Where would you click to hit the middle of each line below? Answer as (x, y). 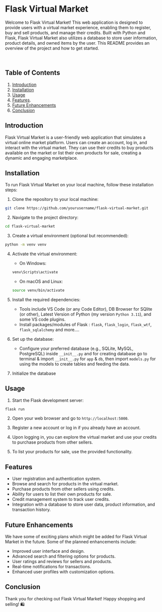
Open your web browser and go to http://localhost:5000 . (70, 418)
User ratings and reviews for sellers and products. (62, 562)
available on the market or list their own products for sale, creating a (73, 153)
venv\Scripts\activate (35, 272)
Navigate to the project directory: (45, 217)
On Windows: (33, 263)
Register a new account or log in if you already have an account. (76, 428)
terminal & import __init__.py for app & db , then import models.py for (88, 359)
